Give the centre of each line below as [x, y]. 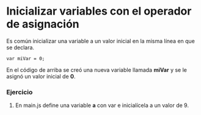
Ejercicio [20, 92]
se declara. [20, 47]
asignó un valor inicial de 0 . [41, 76]
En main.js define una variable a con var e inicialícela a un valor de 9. [102, 105]
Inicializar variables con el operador [99, 11]
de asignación [43, 24]
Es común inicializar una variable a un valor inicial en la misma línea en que [101, 41]
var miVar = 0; [26, 58]
